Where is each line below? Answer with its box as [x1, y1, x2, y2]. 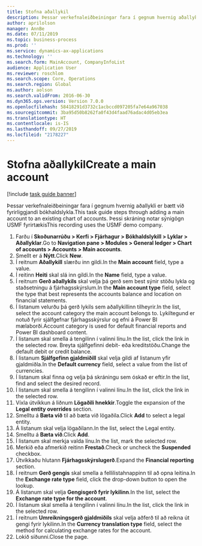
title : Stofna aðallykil [7, 8, 69, 15]
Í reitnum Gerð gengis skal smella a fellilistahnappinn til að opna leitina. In [15, 469, 195, 476]
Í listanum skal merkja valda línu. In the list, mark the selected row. [15, 437, 177, 444]
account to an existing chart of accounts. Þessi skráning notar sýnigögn [7, 215, 185, 222]
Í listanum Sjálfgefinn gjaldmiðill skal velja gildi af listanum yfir [15, 354, 171, 361]
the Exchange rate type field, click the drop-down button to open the [15, 476, 187, 483]
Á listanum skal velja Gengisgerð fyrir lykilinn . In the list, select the [15, 488, 180, 495]
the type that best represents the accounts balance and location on [15, 290, 182, 298]
